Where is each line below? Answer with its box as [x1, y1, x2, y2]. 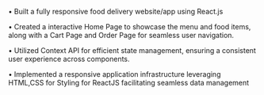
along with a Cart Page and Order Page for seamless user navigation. [8, 31, 235, 40]
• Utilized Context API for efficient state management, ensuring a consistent [8, 46, 256, 55]
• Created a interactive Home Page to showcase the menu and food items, [8, 22, 251, 31]
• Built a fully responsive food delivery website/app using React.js [8, 7, 224, 16]
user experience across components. [8, 55, 130, 63]
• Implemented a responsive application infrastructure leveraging [8, 70, 221, 78]
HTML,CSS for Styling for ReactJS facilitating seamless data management [8, 78, 250, 87]
